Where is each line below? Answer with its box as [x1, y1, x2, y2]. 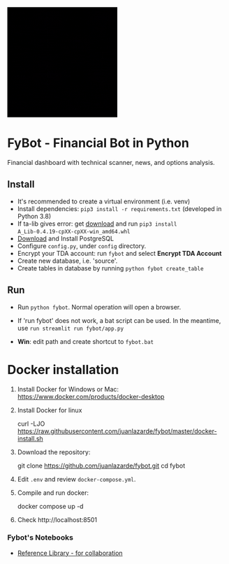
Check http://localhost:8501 [17, 515, 98, 523]
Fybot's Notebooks [7, 533, 73, 542]
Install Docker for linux [17, 405, 82, 414]
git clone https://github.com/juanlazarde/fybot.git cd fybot [17, 461, 186, 470]
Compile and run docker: [17, 489, 89, 497]
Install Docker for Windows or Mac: [17, 384, 119, 393]
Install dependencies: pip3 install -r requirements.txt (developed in [17, 204, 222, 212]
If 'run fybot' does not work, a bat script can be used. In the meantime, [17, 316, 221, 324]
